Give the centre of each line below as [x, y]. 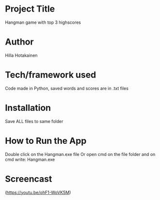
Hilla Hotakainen [21, 55]
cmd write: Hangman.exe [30, 159]
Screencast [29, 179]
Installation [28, 108]
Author [19, 42]
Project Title [30, 9]
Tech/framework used [51, 75]
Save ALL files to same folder [34, 121]
